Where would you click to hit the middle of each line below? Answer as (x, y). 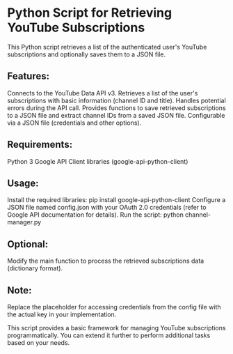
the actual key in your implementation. (62, 314)
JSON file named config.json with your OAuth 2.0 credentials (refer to (107, 208)
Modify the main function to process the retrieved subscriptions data (106, 261)
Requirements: (40, 145)
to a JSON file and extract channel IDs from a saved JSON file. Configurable (116, 115)
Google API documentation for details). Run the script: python (96, 215)
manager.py (24, 222)
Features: (29, 76)
